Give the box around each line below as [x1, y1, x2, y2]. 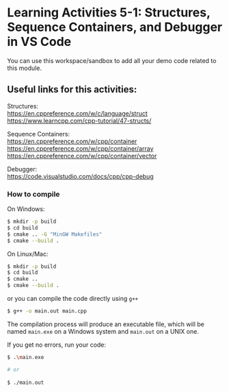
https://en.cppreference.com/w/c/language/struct [7, 109, 148, 117]
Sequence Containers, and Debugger [7, 19, 223, 35]
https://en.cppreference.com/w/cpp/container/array [7, 144, 154, 152]
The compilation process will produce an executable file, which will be [7, 320, 205, 328]
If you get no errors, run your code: [7, 341, 107, 349]
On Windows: [7, 205, 45, 213]
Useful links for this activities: [7, 84, 137, 95]
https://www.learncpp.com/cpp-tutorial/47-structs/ [7, 117, 152, 125]
